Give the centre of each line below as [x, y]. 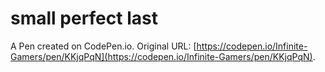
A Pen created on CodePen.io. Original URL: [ [103, 46]
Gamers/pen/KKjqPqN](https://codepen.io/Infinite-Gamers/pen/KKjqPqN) [161, 56]
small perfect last [84, 18]
